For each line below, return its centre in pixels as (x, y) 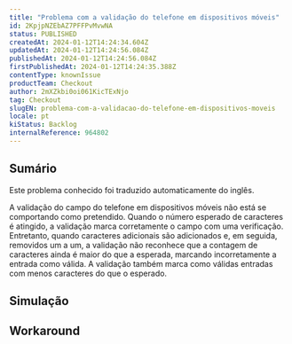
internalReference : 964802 (59, 133)
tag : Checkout (36, 100)
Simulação (39, 301)
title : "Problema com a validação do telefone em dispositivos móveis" (144, 17)
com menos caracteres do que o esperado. (88, 273)
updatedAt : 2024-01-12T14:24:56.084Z (79, 51)
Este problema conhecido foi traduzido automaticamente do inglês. (132, 190)
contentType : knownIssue (55, 75)
